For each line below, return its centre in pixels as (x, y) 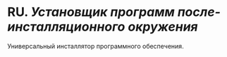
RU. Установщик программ (91, 12)
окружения (163, 27)
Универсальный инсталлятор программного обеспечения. (96, 46)
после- (199, 12)
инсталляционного (66, 27)
